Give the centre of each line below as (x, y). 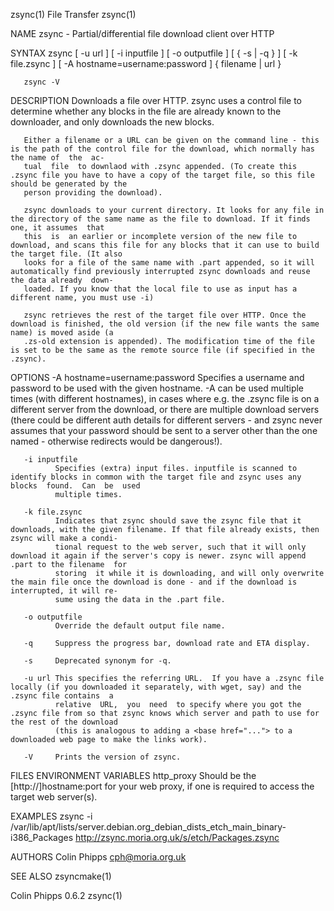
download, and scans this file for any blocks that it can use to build (165, 245)
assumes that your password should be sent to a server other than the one (164, 430)
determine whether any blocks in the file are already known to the (146, 111)
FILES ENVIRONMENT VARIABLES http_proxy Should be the (133, 775)
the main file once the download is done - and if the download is (154, 582)
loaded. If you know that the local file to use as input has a (160, 289)
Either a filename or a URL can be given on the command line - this (171, 140)
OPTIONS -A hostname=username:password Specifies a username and (157, 377)
